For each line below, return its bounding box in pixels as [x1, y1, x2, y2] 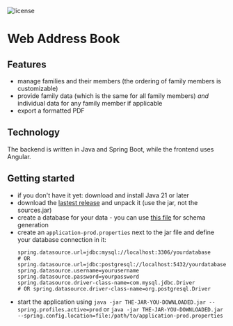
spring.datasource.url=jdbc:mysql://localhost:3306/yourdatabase [17, 249, 211, 256]
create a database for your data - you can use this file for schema [17, 213, 206, 222]
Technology [7, 127, 61, 138]
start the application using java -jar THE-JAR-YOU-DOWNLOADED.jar [17, 298, 207, 306]
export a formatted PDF [17, 106, 85, 115]
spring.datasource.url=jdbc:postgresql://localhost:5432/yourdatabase [17, 261, 227, 268]
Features [7, 58, 47, 70]
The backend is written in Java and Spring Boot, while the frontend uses [7, 145, 214, 153]
